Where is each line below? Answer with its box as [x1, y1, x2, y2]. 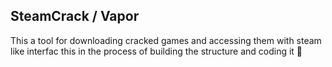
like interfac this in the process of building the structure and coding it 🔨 [10, 45, 303, 57]
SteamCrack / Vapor [10, 8, 140, 25]
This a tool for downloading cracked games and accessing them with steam [10, 34, 322, 46]
